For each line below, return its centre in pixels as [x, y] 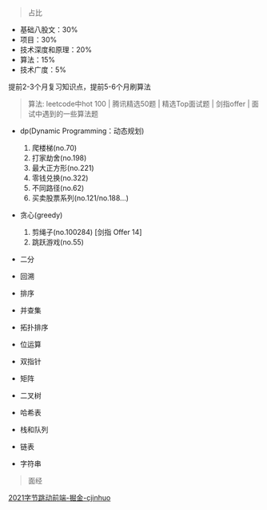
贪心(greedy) [41, 215]
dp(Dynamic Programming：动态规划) [82, 131]
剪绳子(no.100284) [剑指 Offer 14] [87, 232]
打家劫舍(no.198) [59, 158]
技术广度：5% [43, 70]
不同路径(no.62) [58, 188]
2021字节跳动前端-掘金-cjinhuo [60, 498]
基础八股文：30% [49, 30]
